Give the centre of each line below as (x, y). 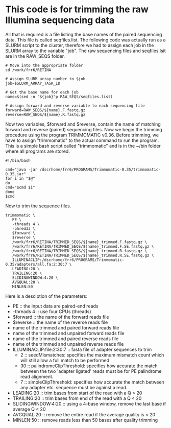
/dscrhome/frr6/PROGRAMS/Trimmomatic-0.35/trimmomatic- (100, 170)
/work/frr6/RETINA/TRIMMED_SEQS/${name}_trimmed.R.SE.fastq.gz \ (83, 255)
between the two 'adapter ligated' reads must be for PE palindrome (91, 371)
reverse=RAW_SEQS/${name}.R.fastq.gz (45, 114)
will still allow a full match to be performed (65, 360)
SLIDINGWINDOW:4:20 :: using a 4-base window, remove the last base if (89, 403)
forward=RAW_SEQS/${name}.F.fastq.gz (45, 110)
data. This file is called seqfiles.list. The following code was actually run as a (86, 40)
